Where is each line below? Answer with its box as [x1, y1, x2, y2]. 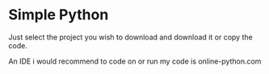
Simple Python [8, 6, 109, 24]
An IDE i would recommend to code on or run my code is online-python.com [8, 56, 262, 66]
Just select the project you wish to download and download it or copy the [8, 32, 253, 42]
